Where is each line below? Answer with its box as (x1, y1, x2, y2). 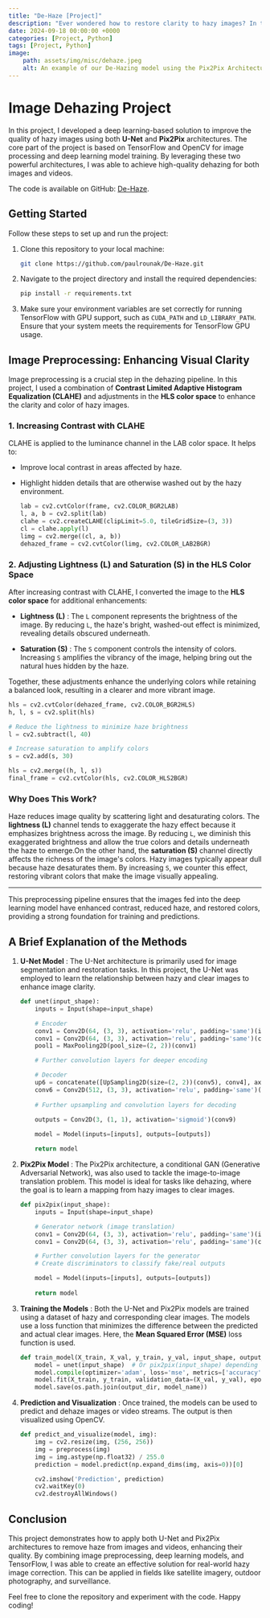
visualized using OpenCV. (19, 1415, 105, 1425)
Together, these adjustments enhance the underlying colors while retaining (8, 677, 256, 686)
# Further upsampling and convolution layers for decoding (35, 1101, 237, 1109)
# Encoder (35, 1019, 67, 1027)
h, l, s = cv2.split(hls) (8, 708, 95, 716)
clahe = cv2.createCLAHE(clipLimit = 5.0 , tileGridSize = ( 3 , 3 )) (19, 517, 233, 525)
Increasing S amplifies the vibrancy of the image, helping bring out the (19, 653, 252, 662)
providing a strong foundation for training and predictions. (8, 912, 200, 921)
